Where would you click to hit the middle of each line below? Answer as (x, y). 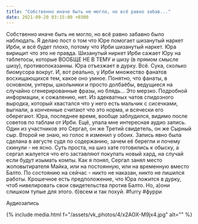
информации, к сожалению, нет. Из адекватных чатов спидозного (90, 97)
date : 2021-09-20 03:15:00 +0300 (47, 17)
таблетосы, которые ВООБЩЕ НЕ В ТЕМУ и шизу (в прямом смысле (92, 59)
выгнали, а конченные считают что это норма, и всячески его (85, 110)
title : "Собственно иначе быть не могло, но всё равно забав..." (88, 12)
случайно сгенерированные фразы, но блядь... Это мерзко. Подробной (97, 91)
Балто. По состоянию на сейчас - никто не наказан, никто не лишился (95, 172)
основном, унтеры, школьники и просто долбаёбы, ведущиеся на (90, 84)
